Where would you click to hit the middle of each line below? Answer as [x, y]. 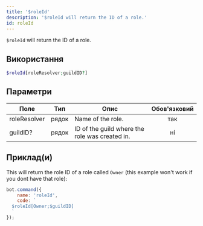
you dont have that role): [37, 178]
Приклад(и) [30, 158]
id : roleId [20, 23]
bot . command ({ [24, 190]
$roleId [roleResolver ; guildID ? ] [47, 73]
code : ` [27, 201]
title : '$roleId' [28, 12]
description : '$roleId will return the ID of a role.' [77, 17]
